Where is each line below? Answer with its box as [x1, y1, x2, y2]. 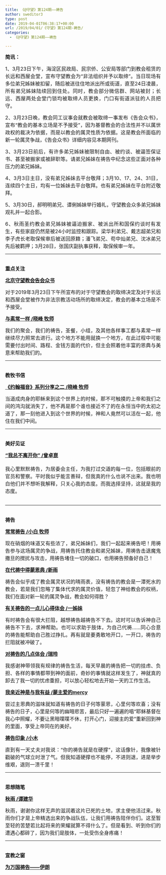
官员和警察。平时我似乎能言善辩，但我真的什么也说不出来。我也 [5, 473, 156, 480]
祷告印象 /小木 [5, 735, 39, 742]
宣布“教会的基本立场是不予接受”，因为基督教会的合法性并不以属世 [5, 122, 161, 129]
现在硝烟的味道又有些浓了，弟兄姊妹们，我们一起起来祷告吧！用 [5, 540, 156, 547]
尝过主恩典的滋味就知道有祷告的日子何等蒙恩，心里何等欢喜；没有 [5, 700, 161, 707]
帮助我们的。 [15, 349, 45, 356]
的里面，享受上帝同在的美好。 [5, 723, 75, 730]
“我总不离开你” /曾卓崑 [5, 452, 58, 459]
